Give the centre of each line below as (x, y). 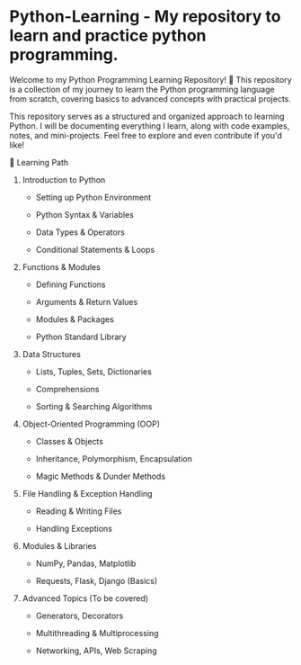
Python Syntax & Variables (85, 214)
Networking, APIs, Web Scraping (96, 651)
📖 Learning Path (39, 162)
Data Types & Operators (80, 232)
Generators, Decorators (80, 616)
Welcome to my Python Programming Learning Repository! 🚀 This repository (150, 79)
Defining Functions (71, 284)
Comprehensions (67, 389)
